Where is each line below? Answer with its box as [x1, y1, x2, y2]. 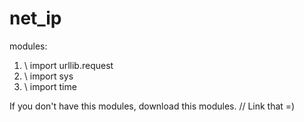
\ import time [23, 80, 77, 92]
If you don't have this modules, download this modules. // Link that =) [9, 100, 296, 112]
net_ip [9, 7, 62, 30]
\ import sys [23, 70, 74, 82]
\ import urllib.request [23, 59, 114, 71]
